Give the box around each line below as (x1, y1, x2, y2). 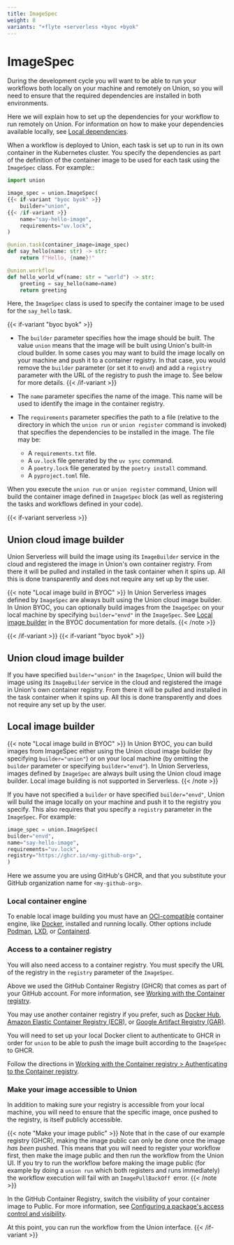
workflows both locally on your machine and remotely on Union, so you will (7, 84, 224, 93)
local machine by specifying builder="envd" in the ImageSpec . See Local (7, 611, 213, 619)
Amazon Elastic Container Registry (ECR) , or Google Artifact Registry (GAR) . (7, 1017, 226, 1026)
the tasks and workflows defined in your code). (7, 500, 143, 508)
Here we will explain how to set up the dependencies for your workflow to (7, 113, 220, 121)
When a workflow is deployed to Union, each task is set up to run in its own (7, 141, 224, 149)
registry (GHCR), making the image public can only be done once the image (7, 1136, 226, 1145)
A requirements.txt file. (27, 449, 96, 458)
